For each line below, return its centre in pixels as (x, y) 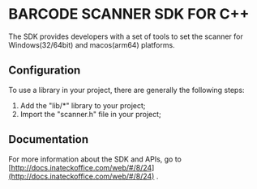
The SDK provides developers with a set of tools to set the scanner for (126, 36)
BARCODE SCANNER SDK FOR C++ (129, 14)
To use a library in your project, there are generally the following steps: (126, 90)
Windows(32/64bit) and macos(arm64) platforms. (92, 44)
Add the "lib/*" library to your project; (83, 105)
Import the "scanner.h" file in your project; (91, 114)
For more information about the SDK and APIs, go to (95, 159)
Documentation (49, 139)
